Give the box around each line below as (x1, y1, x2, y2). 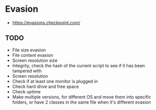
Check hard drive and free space (12, 83, 79, 89)
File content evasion (12, 52, 53, 58)
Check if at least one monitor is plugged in (12, 78, 98, 84)
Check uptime (12, 88, 41, 94)
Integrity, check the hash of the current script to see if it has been (12, 62, 145, 68)
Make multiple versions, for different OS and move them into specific (12, 94, 151, 100)
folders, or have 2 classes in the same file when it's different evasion (12, 99, 151, 105)
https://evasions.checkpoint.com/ (12, 20, 80, 26)
